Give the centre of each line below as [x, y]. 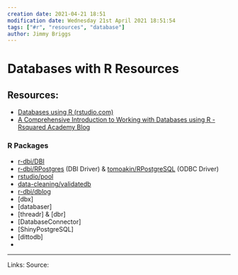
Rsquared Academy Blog [54, 127]
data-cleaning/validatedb [54, 184]
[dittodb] [30, 237]
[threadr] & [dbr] [41, 214]
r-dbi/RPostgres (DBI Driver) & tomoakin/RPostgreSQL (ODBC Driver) [118, 168]
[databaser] [35, 206]
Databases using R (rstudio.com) [66, 112]
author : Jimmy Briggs [39, 34]
